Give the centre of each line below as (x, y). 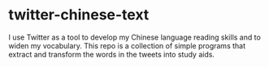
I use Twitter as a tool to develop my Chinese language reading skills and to (135, 37)
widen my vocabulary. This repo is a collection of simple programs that (127, 45)
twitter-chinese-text (79, 15)
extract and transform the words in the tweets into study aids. (112, 54)
